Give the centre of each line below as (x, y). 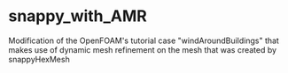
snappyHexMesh (39, 59)
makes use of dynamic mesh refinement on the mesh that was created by (142, 49)
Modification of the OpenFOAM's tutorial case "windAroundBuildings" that (144, 40)
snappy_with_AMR (78, 16)
